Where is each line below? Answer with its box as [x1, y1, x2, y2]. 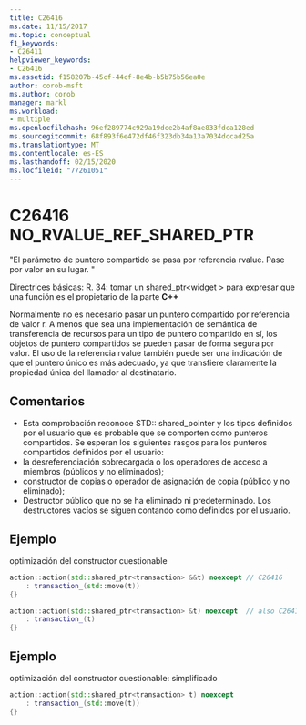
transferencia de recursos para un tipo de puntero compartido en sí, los [9, 329, 278, 340]
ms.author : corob [9, 89, 76, 98]
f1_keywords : [9, 38, 59, 48]
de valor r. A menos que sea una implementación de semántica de [9, 319, 258, 330]
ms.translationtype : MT [9, 140, 100, 149]
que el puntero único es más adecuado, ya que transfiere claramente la [9, 357, 278, 369]
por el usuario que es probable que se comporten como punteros [22, 427, 269, 438]
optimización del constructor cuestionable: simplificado [9, 673, 218, 683]
